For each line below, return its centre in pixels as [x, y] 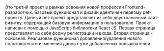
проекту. [14, 17]
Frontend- [135, 7]
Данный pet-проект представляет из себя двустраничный [85, 17]
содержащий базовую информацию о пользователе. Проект [87, 23]
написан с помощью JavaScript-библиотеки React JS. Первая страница [80, 28]
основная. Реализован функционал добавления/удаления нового [74, 38]
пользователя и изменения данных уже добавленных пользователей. [78, 43]
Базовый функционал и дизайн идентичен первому [88, 12]
